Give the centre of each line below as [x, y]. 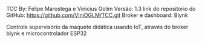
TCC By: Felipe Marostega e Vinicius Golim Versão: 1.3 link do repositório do [101, 9]
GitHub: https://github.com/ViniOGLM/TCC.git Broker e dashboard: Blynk [97, 15]
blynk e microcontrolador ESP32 [47, 33]
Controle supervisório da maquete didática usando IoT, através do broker [97, 27]
